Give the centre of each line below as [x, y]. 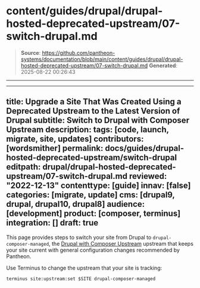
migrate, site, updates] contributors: [75, 139]
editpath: [24, 167]
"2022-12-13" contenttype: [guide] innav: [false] [99, 186]
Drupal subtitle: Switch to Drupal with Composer [98, 120]
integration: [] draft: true [52, 223]
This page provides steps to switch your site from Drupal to [79, 237]
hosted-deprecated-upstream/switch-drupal [92, 158]
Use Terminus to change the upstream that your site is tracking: [84, 268]
